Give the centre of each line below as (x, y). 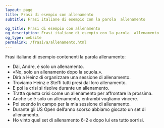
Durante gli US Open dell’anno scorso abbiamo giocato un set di (79, 109)
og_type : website (23, 38)
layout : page (19, 10)
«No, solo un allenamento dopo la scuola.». (57, 72)
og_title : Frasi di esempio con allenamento (53, 28)
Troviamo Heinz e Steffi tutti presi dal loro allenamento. (70, 82)
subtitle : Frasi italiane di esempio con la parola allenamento (75, 19)
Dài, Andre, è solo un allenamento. (48, 67)
